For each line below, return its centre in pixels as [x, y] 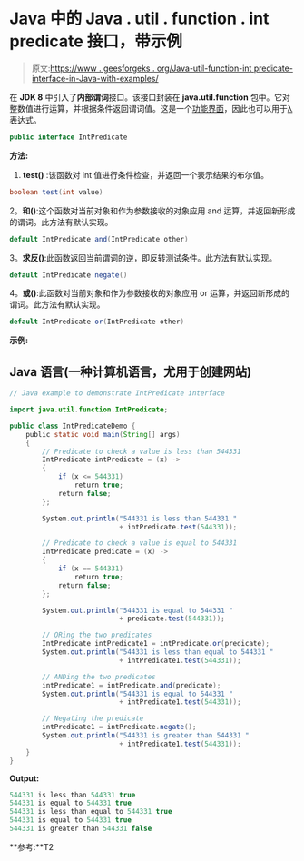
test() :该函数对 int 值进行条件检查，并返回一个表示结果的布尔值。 [146, 174]
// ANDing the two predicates [99, 677]
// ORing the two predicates [97, 635]
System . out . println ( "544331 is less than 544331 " [140, 519]
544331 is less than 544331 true [73, 795]
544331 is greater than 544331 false [81, 828]
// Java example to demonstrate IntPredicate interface [117, 393]
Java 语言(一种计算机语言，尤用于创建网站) [131, 372]
